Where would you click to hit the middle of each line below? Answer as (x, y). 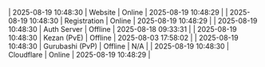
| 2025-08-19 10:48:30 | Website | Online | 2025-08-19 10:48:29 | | (118, 12)
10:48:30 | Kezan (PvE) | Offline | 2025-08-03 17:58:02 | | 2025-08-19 (123, 37)
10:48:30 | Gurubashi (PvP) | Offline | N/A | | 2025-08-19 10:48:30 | (119, 46)
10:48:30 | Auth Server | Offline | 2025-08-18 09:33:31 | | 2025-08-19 (123, 29)
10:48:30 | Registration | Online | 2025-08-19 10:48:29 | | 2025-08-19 (143, 21)
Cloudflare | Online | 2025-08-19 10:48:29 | (79, 55)
